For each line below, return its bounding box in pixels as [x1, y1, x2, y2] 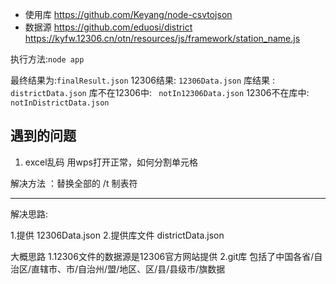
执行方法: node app [10, 53, 85, 65]
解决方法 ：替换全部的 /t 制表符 [10, 177, 138, 189]
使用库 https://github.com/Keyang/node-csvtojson [24, 9, 233, 20]
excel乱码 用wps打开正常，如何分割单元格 [24, 156, 198, 168]
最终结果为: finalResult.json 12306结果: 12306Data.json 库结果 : [10, 74, 276, 86]
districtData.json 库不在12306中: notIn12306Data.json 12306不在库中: [10, 87, 310, 98]
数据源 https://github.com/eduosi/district [24, 21, 193, 33]
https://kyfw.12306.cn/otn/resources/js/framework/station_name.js [24, 33, 301, 44]
